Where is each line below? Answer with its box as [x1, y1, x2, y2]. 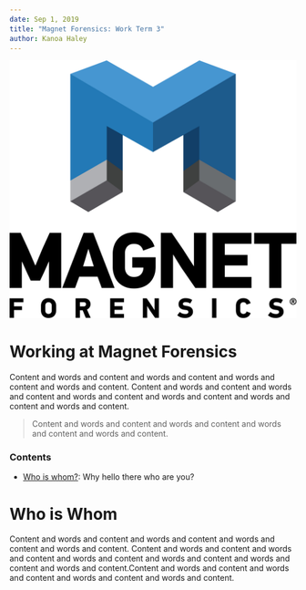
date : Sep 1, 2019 [9, 15, 79, 24]
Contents [9, 451, 52, 464]
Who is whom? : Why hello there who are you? [22, 471, 195, 482]
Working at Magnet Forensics [9, 342, 238, 362]
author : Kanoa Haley [9, 34, 88, 43]
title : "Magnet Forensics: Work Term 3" [9, 24, 166, 34]
